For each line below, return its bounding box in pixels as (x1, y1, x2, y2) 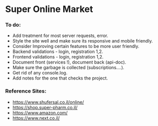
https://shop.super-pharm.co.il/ (12, 104, 78, 110)
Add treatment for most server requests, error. (12, 32, 108, 38)
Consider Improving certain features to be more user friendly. (12, 43, 139, 49)
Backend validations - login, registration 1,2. (12, 48, 103, 54)
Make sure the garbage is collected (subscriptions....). (12, 64, 124, 70)
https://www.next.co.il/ (12, 115, 60, 121)
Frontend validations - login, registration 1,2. (12, 54, 104, 60)
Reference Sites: (5, 87, 47, 94)
